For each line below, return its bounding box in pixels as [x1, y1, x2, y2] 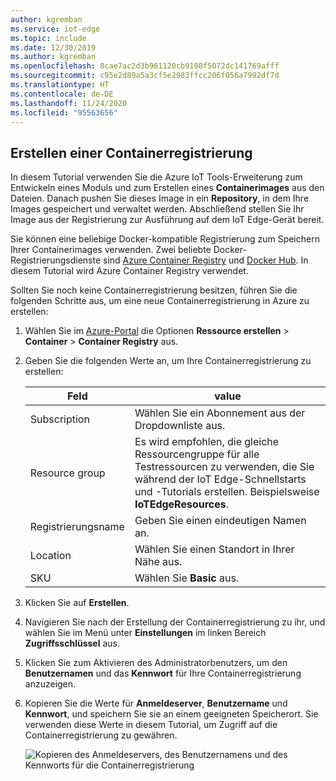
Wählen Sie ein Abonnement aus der [134, 406, 306, 420]
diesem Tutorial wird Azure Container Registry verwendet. [10, 265, 249, 277]
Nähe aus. [134, 555, 183, 569]
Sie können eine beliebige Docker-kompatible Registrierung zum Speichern [10, 233, 320, 245]
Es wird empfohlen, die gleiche [134, 435, 280, 449]
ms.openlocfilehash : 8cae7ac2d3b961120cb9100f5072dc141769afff [10, 61, 280, 71]
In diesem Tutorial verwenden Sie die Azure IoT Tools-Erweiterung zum [10, 171, 303, 183]
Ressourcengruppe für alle [134, 447, 260, 461]
